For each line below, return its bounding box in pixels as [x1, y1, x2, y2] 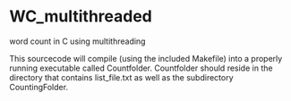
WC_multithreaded [9, 6, 152, 27]
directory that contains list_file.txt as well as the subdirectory [9, 72, 235, 82]
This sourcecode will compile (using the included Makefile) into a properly [9, 53, 283, 63]
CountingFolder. [9, 81, 69, 92]
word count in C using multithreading [9, 36, 146, 46]
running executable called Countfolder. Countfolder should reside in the [9, 63, 273, 73]
